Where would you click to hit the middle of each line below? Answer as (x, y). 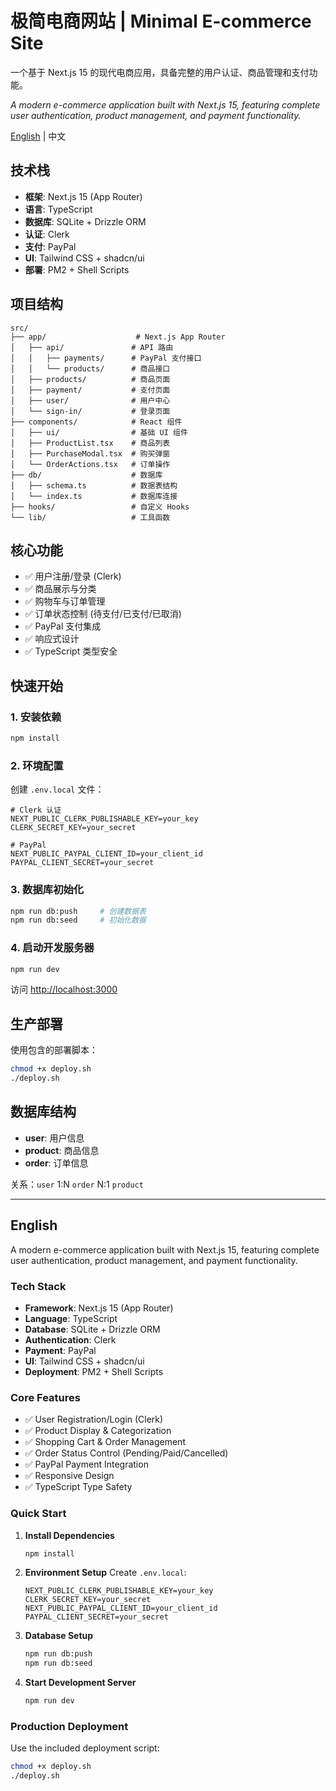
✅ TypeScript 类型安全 (71, 651)
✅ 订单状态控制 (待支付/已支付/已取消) (103, 614)
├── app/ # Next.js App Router (118, 337)
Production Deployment (69, 1726)
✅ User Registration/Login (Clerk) (94, 1419)
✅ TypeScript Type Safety (78, 1487)
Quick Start (38, 1514)
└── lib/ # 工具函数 (90, 517)
